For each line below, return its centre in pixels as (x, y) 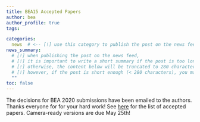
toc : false (20, 83)
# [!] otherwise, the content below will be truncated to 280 (90, 67)
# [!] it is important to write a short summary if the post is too (98, 61)
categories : (21, 39)
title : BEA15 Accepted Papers (44, 12)
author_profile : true (33, 23)
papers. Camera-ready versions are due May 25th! (68, 113)
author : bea (21, 17)
